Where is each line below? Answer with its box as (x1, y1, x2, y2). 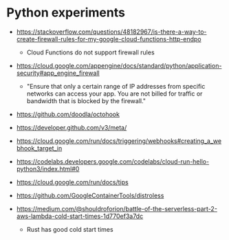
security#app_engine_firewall (16, 69, 100, 77)
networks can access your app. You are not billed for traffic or (26, 89, 203, 98)
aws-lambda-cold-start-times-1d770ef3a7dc (16, 212, 144, 220)
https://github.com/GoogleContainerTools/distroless (16, 191, 164, 199)
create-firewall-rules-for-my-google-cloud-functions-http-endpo (16, 34, 201, 43)
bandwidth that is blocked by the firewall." (26, 96, 146, 105)
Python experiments (6, 5, 125, 21)
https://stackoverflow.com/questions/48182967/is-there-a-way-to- (16, 28, 207, 36)
